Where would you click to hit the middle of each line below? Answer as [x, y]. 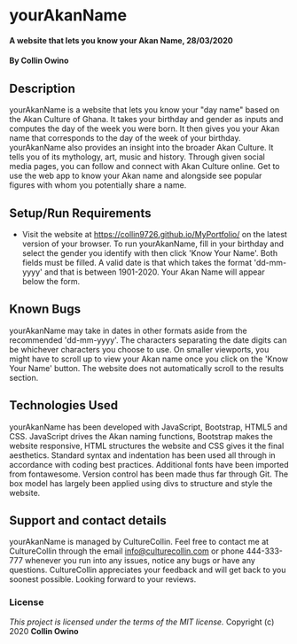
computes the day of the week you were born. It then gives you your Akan [145, 128]
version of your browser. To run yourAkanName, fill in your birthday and [153, 244]
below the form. [51, 281]
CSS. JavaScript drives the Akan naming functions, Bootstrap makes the [141, 436]
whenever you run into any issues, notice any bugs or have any [140, 561]
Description [42, 88]
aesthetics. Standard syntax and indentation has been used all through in [143, 455]
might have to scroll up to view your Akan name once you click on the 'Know [148, 359]
